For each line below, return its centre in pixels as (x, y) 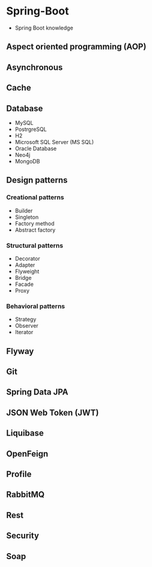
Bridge (23, 277)
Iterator (24, 332)
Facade (24, 284)
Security (23, 536)
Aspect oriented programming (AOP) (76, 47)
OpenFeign (27, 454)
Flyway (20, 351)
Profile (19, 474)
